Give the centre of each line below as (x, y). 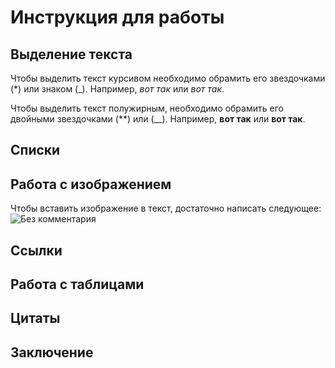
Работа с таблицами (77, 284)
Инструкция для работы (117, 17)
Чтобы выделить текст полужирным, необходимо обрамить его (147, 108)
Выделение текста (71, 54)
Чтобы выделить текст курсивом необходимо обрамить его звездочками (168, 78)
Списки (35, 150)
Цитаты (35, 318)
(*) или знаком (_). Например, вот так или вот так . (117, 89)
